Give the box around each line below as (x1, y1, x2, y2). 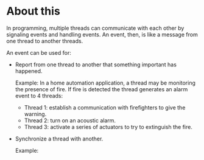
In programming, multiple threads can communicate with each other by (6, 24, 185, 32)
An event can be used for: (6, 49, 71, 56)
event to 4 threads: (15, 92, 63, 99)
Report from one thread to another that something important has (15, 61, 177, 68)
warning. (24, 110, 47, 117)
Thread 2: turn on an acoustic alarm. (24, 117, 116, 124)
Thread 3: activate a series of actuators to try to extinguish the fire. (24, 123, 193, 130)
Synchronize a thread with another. (15, 135, 104, 142)
